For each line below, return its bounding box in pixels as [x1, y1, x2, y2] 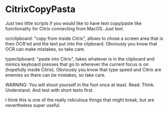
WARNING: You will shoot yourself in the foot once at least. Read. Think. [5, 82, 155, 88]
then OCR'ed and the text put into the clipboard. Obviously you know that [5, 40, 157, 46]
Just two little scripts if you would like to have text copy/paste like [5, 20, 142, 26]
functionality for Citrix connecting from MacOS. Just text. [5, 25, 125, 31]
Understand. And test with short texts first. [5, 87, 94, 93]
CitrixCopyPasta [5, 4, 76, 15]
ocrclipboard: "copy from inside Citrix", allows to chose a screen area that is [5, 35, 163, 41]
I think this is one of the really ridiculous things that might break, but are [5, 97, 155, 103]
